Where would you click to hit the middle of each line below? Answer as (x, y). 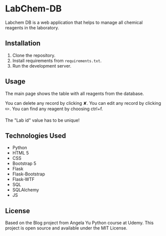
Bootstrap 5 (24, 163)
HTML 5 (21, 153)
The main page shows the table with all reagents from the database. (75, 93)
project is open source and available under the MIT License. (66, 228)
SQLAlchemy (26, 190)
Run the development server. (42, 66)
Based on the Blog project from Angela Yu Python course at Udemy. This (79, 223)
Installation (23, 43)
